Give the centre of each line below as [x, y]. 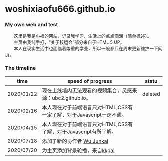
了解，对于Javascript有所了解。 [79, 132]
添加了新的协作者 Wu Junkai [75, 141]
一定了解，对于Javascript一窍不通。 [84, 115]
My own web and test [32, 25]
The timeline [21, 68]
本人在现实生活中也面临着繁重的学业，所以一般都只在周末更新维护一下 [86, 49]
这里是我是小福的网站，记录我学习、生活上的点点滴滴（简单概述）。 [83, 36]
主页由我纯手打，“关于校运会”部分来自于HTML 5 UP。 [69, 42]
